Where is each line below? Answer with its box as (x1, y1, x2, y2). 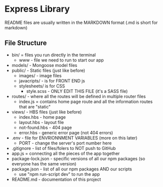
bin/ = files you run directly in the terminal (11, 52, 96, 58)
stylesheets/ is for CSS (19, 83, 65, 89)
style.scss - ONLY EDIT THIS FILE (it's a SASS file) (26, 88, 128, 94)
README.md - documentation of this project (11, 176, 101, 182)
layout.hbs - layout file (19, 119, 64, 125)
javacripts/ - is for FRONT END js (19, 78, 85, 83)
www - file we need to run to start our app (19, 57, 104, 63)
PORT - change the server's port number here (19, 140, 112, 146)
